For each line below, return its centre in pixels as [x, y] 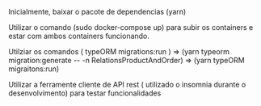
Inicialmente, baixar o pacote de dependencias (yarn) [97, 12]
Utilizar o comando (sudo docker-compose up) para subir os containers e [131, 27]
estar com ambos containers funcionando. [79, 36]
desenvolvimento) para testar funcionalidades [85, 93]
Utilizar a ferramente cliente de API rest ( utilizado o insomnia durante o [127, 85]
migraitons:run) [34, 69]
